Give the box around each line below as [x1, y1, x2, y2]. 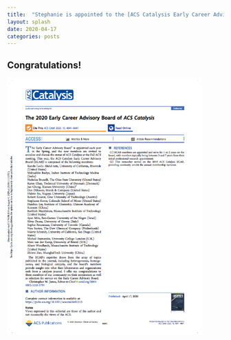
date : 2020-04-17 [7, 25, 57, 32]
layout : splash [7, 18, 51, 25]
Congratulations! [7, 59, 82, 71]
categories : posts [7, 33, 60, 40]
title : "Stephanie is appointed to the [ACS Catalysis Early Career [7, 11, 211, 18]
